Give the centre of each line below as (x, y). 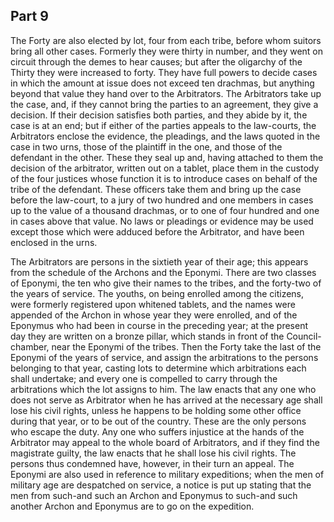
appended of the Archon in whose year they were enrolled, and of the (154, 315)
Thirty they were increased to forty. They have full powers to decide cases (164, 72)
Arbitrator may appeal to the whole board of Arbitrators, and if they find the (165, 442)
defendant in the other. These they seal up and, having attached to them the (167, 157)
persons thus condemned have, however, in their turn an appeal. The (152, 463)
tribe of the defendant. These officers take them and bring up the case (156, 189)
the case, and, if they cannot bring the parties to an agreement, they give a (164, 104)
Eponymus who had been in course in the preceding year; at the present (159, 325)
